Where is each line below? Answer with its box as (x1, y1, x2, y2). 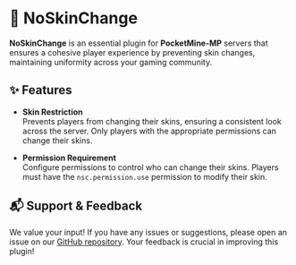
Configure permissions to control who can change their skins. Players (21, 161, 279, 173)
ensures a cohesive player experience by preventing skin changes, (9, 47, 256, 57)
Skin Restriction (21, 107, 83, 117)
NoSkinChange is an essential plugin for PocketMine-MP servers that (9, 38, 268, 48)
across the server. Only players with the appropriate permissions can (21, 125, 277, 136)
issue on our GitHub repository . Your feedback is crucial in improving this (9, 236, 279, 247)
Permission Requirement (21, 152, 116, 163)
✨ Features (9, 82, 72, 98)
